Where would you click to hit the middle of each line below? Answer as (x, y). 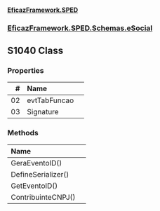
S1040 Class (35, 50)
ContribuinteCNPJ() (43, 197)
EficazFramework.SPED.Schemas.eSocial (80, 28)
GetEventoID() (34, 186)
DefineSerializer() (40, 174)
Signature (43, 112)
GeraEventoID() (36, 163)
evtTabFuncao (51, 100)
